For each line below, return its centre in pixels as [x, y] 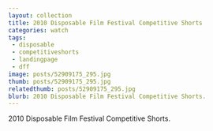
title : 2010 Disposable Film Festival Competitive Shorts [105, 23]
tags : [17, 37]
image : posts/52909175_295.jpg [60, 74]
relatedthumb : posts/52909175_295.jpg [72, 89]
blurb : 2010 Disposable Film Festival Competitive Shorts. [107, 96]
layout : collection [40, 15]
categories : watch [38, 30]
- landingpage [35, 60]
